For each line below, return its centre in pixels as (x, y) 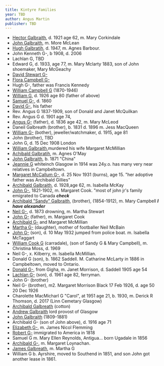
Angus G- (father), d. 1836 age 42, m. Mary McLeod (65, 122)
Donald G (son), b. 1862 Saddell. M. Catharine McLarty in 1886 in (78, 259)
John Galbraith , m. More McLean (46, 43)
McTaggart (23, 238)
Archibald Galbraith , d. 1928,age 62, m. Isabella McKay (68, 185)
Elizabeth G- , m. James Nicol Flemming (52, 327)
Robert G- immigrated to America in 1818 (54, 333)
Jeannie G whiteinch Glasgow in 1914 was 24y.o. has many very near (82, 164)
